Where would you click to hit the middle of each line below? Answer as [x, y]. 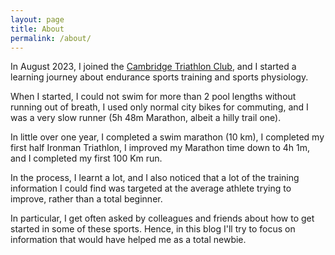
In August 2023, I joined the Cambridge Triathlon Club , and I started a [153, 67]
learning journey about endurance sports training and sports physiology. [159, 77]
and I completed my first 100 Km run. [86, 158]
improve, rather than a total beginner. [86, 199]
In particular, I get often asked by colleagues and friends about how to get [162, 218]
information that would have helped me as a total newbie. [128, 240]
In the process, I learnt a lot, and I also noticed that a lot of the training [155, 178]
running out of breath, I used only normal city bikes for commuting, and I [159, 107]
